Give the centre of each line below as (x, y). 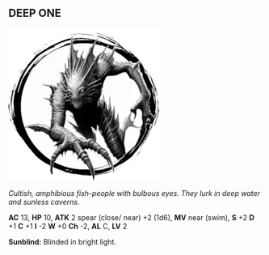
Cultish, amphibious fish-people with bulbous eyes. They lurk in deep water (134, 193)
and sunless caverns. (44, 202)
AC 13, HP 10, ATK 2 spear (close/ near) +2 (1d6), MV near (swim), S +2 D (131, 217)
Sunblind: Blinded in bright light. (63, 241)
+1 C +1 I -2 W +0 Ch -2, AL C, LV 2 (68, 226)
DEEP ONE (35, 13)
